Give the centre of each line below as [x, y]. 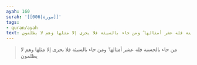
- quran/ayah [22, 28]
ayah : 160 [18, 11]
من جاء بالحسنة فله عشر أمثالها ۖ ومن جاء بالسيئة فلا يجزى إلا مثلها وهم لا [99, 49]
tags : [13, 22]
